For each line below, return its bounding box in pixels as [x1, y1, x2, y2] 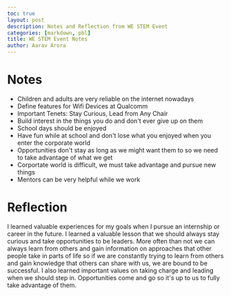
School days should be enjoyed [17, 124, 107, 132]
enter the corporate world [17, 139, 91, 147]
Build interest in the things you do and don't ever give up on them [17, 117, 203, 125]
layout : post [7, 17, 45, 23]
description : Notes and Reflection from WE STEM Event [7, 23, 168, 30]
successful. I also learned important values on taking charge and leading [7, 266, 214, 275]
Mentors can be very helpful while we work [17, 175, 141, 184]
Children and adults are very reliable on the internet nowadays [17, 95, 194, 103]
